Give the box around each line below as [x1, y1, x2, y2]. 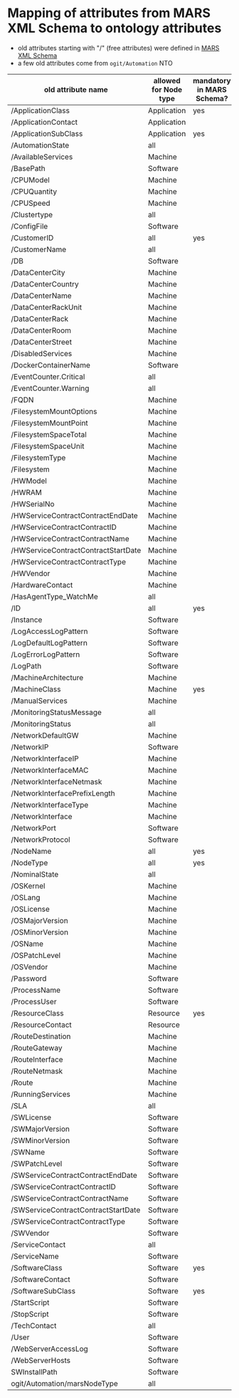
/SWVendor [11, 1228, 50, 1238]
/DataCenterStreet [11, 337, 73, 347]
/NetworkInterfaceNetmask [11, 776, 102, 786]
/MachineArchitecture [11, 672, 84, 682]
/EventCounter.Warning [11, 383, 90, 393]
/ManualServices [11, 696, 68, 706]
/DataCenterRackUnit [11, 302, 83, 312]
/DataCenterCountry [11, 279, 80, 289]
